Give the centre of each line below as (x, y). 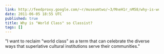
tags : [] (14, 27)
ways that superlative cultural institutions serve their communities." (72, 46)
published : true (21, 18)
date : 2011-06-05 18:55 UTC (34, 14)
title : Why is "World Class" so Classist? (49, 23)
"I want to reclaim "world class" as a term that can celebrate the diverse (77, 41)
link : (10, 9)
